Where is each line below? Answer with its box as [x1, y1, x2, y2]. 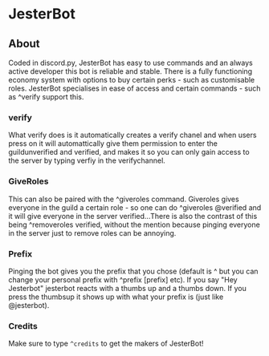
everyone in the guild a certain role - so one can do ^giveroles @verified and [8, 202, 262, 212]
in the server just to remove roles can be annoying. [8, 228, 177, 237]
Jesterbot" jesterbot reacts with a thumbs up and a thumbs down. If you [8, 283, 247, 293]
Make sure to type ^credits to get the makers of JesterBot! [8, 338, 204, 349]
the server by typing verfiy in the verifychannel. [8, 156, 166, 165]
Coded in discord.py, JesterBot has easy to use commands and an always [8, 58, 253, 67]
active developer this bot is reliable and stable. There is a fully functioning [8, 67, 253, 76]
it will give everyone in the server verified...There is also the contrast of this [8, 211, 258, 220]
